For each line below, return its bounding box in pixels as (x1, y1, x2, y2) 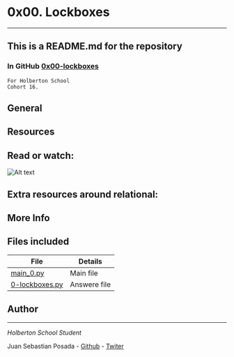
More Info (7, 212, 50, 224)
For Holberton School (7, 77, 70, 84)
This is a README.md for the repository (7, 40, 182, 52)
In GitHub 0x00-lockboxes (7, 61, 99, 71)
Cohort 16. (7, 83, 39, 91)
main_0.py (10, 268, 45, 278)
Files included (7, 236, 70, 248)
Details (78, 256, 102, 266)
